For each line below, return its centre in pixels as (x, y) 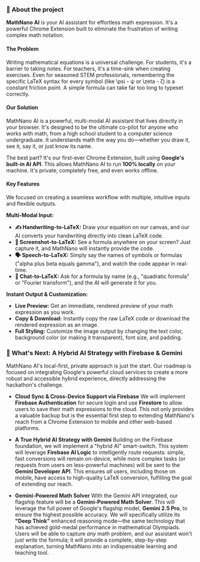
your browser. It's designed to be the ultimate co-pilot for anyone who (92, 127)
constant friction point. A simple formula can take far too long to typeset (95, 87)
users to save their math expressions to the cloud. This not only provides (104, 409)
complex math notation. (35, 35)
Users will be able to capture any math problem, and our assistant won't (103, 534)
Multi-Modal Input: (30, 215)
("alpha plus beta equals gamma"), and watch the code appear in (95, 263)
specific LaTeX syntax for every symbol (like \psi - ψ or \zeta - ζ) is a (90, 81)
